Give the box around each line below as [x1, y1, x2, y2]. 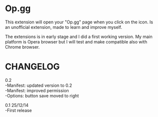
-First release [5, 107, 32, 113]
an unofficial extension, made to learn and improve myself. [5, 24, 123, 30]
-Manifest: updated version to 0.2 [5, 82, 72, 88]
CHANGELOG [5, 61, 60, 72]
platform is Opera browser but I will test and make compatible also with [5, 39, 147, 44]
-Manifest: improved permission [5, 87, 69, 93]
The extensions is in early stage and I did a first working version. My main [5, 34, 153, 39]
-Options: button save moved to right [5, 93, 79, 98]
